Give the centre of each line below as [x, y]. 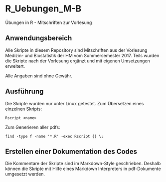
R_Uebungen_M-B [43, 9]
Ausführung [24, 91]
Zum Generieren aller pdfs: [33, 127]
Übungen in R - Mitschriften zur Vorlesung [49, 22]
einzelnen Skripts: [24, 109]
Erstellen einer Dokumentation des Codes [71, 151]
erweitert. [15, 66]
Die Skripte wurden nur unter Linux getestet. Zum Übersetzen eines [75, 103]
